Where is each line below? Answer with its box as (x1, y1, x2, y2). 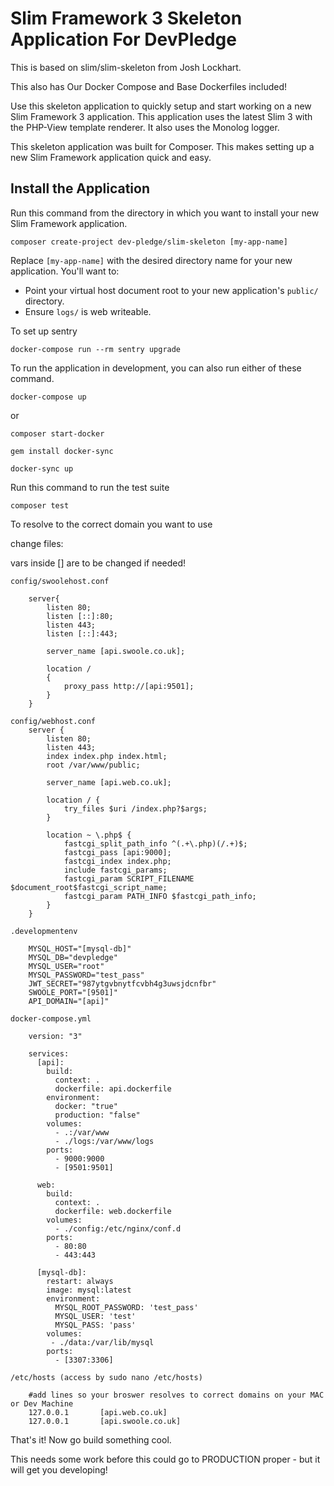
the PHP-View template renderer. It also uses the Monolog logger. (10, 121, 280, 133)
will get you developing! (10, 1463, 108, 1476)
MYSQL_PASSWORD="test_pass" (28, 970, 145, 980)
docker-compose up (10, 392, 87, 402)
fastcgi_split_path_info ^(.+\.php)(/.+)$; (63, 838, 248, 849)
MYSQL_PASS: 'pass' (54, 1320, 137, 1330)
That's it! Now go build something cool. (10, 1433, 172, 1446)
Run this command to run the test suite (10, 481, 170, 493)
